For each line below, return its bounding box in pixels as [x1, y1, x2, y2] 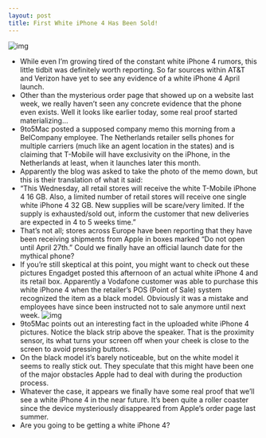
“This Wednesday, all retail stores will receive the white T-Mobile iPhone [19, 183, 256, 193]
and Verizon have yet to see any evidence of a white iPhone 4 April [19, 73, 241, 83]
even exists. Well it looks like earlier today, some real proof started [19, 107, 237, 116]
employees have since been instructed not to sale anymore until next [19, 302, 246, 311]
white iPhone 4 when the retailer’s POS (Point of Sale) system [19, 284, 222, 295]
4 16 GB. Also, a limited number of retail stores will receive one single [19, 192, 247, 201]
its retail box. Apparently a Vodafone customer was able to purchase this [19, 276, 259, 286]
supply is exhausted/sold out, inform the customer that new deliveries [19, 209, 249, 218]
